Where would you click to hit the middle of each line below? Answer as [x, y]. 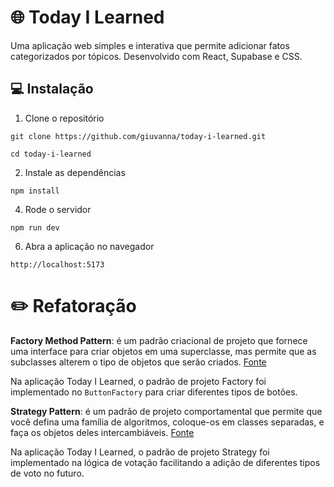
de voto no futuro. [47, 473]
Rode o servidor [58, 209]
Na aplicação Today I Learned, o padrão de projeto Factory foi [138, 381]
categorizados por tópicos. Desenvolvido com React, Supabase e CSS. [156, 56]
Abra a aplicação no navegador [89, 246]
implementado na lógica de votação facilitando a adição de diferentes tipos [165, 462]
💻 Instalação [52, 89]
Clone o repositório [64, 118]
